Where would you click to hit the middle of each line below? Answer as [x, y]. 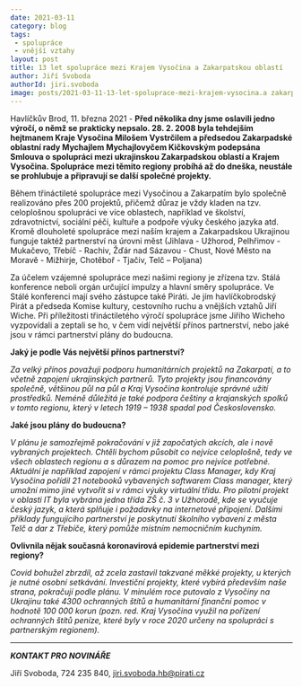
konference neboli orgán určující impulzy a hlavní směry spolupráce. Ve [142, 286]
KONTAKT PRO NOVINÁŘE [60, 656]
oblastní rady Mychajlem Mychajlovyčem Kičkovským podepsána [135, 147]
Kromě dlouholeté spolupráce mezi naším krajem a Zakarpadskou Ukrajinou [150, 231]
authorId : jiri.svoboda [55, 84]
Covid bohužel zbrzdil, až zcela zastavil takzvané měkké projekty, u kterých [151, 572]
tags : [20, 34]
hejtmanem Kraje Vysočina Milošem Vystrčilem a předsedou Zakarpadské [151, 137]
